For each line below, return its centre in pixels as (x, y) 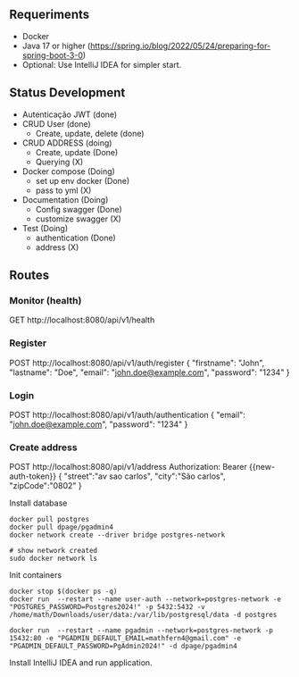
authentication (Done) (75, 238)
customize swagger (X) (79, 219)
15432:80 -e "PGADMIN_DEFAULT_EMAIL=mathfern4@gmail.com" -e (125, 639)
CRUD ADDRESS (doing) (67, 143)
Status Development (67, 93)
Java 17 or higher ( (56, 46)
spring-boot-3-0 (52, 55)
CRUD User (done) (56, 123)
